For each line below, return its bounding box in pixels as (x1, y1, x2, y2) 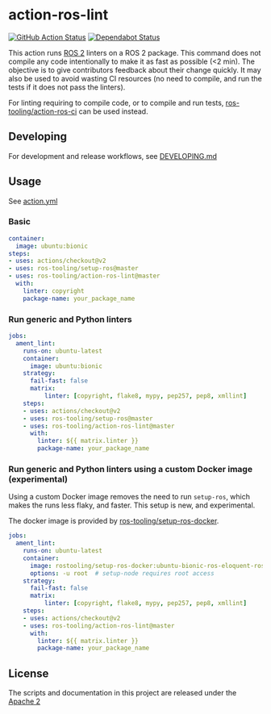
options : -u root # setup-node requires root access (29, 569, 215, 578)
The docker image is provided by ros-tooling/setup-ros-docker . (8, 516, 219, 526)
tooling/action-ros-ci (8, 106, 77, 116)
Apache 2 (8, 696, 41, 707)
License (8, 666, 49, 680)
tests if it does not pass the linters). (8, 82, 126, 92)
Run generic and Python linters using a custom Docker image (8, 463, 252, 474)
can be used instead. (78, 106, 148, 116)
